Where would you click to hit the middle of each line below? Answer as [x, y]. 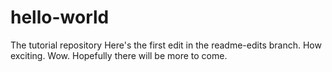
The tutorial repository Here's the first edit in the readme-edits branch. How [166, 45]
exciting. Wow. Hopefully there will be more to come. [119, 55]
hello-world [60, 17]
